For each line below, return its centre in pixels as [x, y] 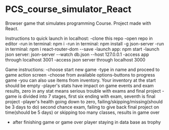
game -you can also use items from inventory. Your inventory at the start [81, 80]
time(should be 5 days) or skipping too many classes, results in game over [82, 112]
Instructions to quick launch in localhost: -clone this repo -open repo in [79, 38]
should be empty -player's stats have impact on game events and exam [79, 85]
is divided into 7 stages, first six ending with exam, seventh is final [87, 96]
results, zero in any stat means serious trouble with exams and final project [83, 91]
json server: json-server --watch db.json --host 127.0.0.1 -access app [77, 54]
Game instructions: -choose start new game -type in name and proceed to [82, 70]
